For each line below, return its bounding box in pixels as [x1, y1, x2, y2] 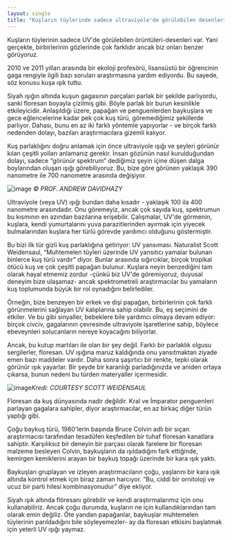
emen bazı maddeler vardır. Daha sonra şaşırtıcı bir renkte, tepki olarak [7, 355, 209, 363]
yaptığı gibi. [7, 412, 41, 420]
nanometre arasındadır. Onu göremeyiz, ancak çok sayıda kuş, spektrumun [7, 205, 220, 213]
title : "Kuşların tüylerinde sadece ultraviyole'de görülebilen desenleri [7, 17, 227, 23]
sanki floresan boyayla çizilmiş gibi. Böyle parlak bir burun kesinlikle [7, 99, 200, 107]
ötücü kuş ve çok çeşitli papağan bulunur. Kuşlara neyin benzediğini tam [7, 262, 213, 271]
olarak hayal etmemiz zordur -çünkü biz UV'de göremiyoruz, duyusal [7, 270, 203, 278]
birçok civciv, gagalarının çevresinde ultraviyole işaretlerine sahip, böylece [7, 320, 219, 328]
